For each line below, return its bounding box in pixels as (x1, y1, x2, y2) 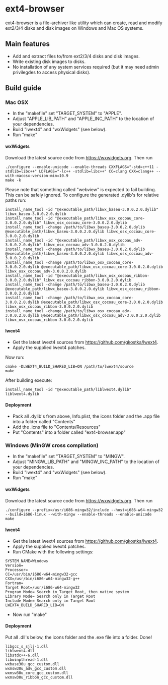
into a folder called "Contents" (12, 419, 75, 425)
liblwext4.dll (5, 648, 35, 653)
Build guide (5, 84, 42, 92)
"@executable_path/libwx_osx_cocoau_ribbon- (54, 273, 150, 278)
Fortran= (5, 581, 24, 586)
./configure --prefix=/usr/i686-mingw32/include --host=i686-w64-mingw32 (5, 507, 163, 512)
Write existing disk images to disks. (12, 59, 86, 65)
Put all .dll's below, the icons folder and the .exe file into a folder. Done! (5, 634, 152, 640)
